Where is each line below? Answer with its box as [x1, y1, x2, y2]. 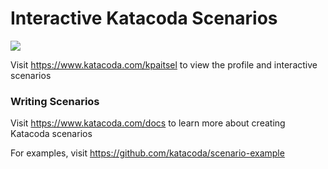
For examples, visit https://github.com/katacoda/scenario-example [10, 147, 285, 159]
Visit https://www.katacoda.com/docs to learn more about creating [10, 117, 286, 129]
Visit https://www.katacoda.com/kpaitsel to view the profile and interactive [10, 58, 318, 71]
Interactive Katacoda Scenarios [10, 7, 278, 30]
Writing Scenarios [10, 94, 100, 108]
